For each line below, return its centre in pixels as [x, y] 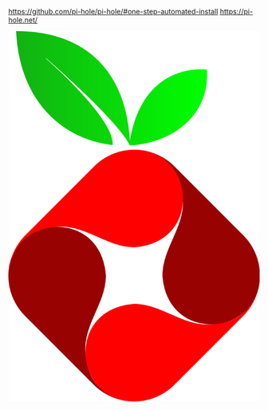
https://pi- [236, 12]
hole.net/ [23, 20]
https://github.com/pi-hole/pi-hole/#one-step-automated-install [113, 12]
